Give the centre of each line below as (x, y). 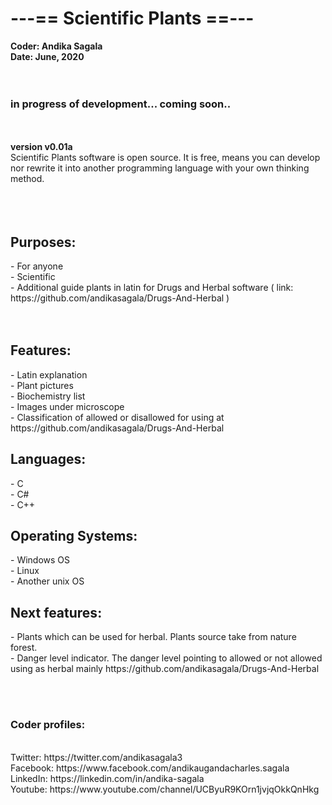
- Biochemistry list (48, 396)
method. (27, 179)
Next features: (56, 612)
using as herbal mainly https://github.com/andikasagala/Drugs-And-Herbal (165, 669)
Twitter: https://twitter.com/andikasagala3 (96, 757)
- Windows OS (40, 560)
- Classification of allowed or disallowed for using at (117, 417)
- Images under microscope (67, 406)
